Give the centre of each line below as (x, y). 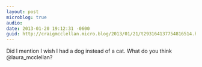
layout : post (23, 12)
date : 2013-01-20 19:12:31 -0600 (48, 28)
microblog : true (26, 17)
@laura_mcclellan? (29, 57)
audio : (14, 23)
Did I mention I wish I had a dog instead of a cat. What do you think (89, 51)
